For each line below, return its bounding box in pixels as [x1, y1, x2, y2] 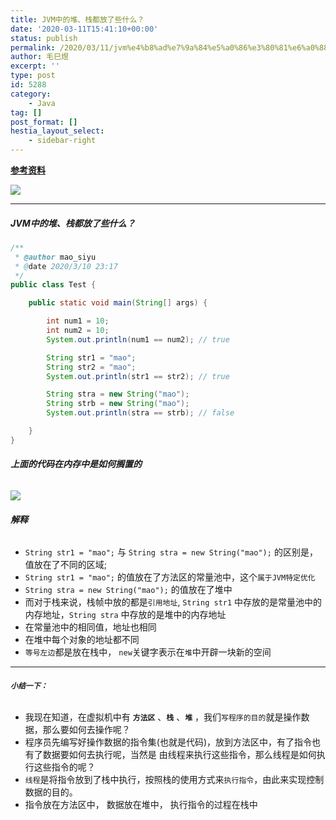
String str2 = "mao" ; [46, 362, 137, 372]
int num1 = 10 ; [46, 316, 110, 326]
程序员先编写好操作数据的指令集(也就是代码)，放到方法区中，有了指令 [24, 736, 313, 748]
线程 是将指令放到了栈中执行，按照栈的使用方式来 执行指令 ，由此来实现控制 [24, 774, 325, 786]
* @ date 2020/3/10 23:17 [14, 261, 118, 271]
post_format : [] [10, 117, 78, 127]
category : [10, 89, 52, 99]
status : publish [10, 33, 78, 43]
